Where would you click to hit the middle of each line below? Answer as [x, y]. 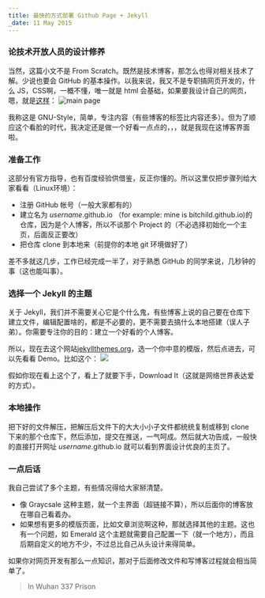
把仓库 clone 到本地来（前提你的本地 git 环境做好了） [106, 244]
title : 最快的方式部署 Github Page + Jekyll [78, 15]
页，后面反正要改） [51, 235]
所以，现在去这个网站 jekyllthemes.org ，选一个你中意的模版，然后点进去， [129, 349]
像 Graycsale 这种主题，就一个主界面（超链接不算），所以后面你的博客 [133, 504]
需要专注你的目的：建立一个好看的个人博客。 [105, 332]
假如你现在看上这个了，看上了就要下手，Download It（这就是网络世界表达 [128, 376]
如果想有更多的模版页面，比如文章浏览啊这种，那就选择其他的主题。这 [134, 524]
